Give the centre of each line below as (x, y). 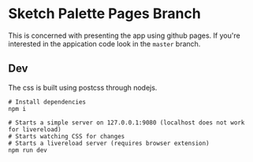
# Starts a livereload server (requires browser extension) (109, 143)
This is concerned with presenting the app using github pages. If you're (124, 35)
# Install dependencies (47, 102)
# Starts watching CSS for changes (67, 136)
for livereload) (35, 129)
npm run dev (28, 150)
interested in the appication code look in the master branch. (104, 43)
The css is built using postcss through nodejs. (83, 87)
